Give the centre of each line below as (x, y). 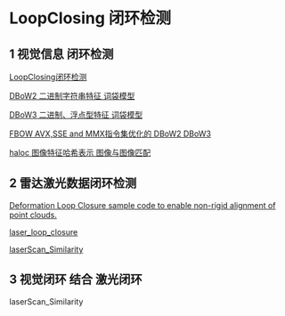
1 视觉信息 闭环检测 (61, 54)
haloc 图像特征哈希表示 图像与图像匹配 (80, 153)
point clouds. (33, 215)
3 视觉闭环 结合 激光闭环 (76, 280)
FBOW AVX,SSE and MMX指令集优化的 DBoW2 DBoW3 (110, 134)
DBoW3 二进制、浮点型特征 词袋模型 (76, 115)
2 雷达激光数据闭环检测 (73, 183)
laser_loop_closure (44, 231)
